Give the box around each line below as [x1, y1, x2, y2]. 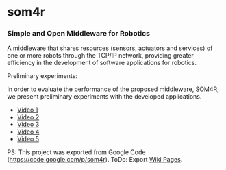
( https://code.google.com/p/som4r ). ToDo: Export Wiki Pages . [7, 156, 183, 164]
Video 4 [16, 127, 40, 136]
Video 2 [16, 113, 40, 121]
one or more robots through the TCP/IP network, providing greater [7, 51, 194, 60]
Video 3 [16, 121, 40, 129]
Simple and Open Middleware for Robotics [7, 29, 151, 38]
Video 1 [16, 106, 38, 114]
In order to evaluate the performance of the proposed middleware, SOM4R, [7, 85, 219, 93]
